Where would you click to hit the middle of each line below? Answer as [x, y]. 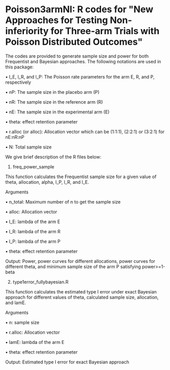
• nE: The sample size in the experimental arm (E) [57, 112]
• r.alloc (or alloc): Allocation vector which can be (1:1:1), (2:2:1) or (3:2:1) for [85, 132]
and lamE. [16, 303]
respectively [18, 82]
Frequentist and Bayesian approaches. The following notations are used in [83, 61]
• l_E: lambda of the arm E [33, 221]
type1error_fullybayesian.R [41, 282]
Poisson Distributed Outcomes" [74, 42]
